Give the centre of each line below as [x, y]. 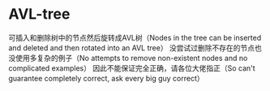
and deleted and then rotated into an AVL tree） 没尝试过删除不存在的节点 [132, 48]
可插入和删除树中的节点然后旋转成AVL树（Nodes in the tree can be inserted [135, 37]
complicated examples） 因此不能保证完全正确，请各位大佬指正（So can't [132, 68]
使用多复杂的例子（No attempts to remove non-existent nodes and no [131, 58]
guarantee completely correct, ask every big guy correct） [106, 78]
